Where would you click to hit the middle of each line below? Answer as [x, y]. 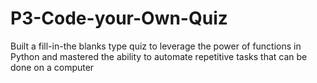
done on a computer [52, 67]
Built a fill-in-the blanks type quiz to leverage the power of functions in [156, 46]
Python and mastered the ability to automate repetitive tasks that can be [159, 56]
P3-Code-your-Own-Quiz [119, 18]
